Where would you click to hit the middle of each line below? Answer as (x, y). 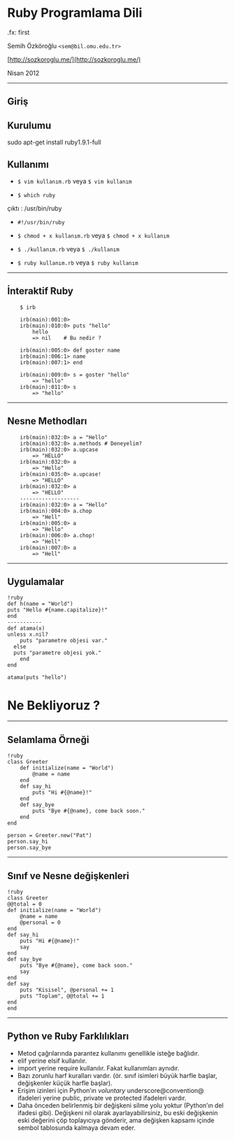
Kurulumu (29, 125)
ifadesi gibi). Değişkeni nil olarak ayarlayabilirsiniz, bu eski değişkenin (117, 1112)
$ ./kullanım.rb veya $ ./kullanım (69, 249)
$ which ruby (36, 195)
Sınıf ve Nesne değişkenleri (68, 876)
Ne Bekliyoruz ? (54, 705)
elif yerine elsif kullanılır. (52, 1061)
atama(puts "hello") (37, 677)
